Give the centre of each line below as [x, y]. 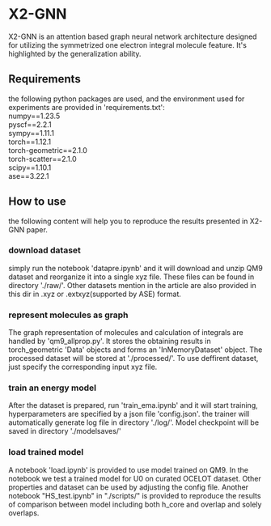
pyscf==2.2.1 [30, 124]
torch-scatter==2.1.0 [42, 159]
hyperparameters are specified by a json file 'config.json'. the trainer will [129, 414]
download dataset [44, 250]
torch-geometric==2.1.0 [48, 150]
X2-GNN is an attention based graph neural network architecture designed [133, 36]
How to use [37, 202]
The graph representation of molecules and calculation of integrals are [126, 333]
